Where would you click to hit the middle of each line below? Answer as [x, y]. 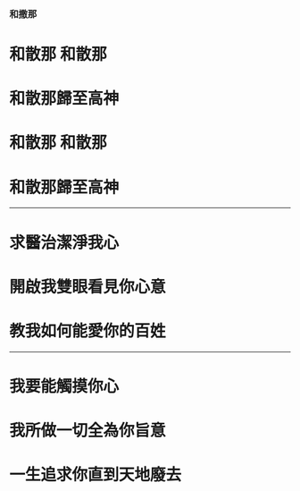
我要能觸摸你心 [64, 386]
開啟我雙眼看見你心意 [88, 287]
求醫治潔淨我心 [64, 242]
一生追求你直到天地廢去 [96, 475]
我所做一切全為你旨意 [88, 431]
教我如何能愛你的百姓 [88, 330]
